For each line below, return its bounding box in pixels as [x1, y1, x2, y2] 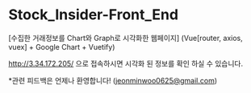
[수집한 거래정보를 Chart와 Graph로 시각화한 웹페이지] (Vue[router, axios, [8, 33, 244, 42]
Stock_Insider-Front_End [8, 6, 179, 24]
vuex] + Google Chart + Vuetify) [8, 42, 115, 51]
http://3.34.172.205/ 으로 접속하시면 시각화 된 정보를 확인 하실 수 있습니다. [8, 59, 244, 68]
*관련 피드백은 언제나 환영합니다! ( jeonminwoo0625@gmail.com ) [8, 75, 218, 85]
